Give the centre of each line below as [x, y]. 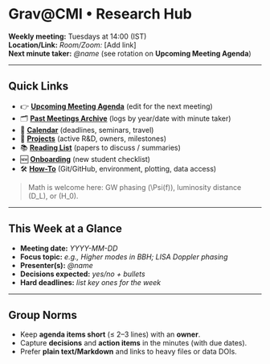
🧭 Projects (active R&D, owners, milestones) [93, 139]
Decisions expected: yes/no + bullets [83, 274]
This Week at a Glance [65, 229]
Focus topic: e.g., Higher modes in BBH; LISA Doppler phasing [124, 256]
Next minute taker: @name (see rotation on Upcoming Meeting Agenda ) [130, 53]
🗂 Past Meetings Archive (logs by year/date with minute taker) [125, 118]
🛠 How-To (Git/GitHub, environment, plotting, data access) [118, 168]
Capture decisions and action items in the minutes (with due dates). [133, 343]
